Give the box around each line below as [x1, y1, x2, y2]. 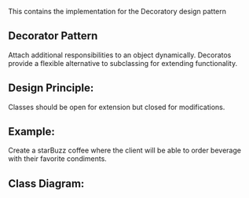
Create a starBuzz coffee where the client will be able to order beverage [8, 145, 242, 156]
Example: [8, 125, 55, 138]
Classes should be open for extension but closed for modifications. [8, 102, 225, 112]
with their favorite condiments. [8, 154, 108, 163]
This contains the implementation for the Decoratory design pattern [8, 7, 226, 16]
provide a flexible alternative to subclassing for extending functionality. [8, 58, 238, 68]
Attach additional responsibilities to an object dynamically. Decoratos [8, 50, 232, 60]
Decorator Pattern [8, 29, 98, 42]
